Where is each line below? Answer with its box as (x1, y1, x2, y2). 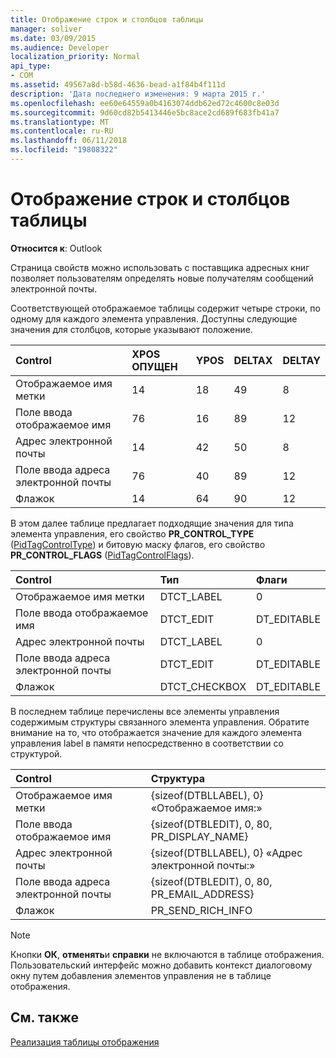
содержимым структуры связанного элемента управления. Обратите (10, 716, 310, 728)
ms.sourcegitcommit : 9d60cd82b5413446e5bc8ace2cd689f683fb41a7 (10, 107, 280, 118)
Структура (150, 771, 206, 785)
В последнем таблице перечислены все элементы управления (10, 705, 280, 717)
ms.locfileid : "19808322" (10, 145, 118, 155)
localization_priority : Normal (10, 52, 141, 62)
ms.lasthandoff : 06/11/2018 (10, 136, 128, 146)
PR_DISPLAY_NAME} (150, 829, 249, 843)
